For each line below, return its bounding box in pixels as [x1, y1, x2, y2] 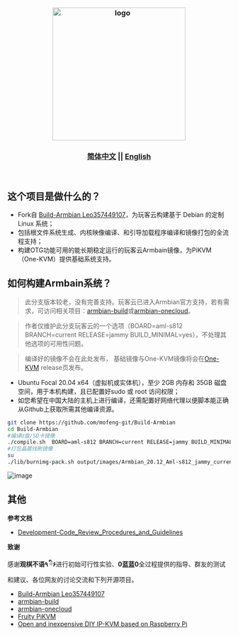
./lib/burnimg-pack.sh [7, 459, 74, 466]
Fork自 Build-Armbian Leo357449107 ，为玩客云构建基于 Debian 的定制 [17, 210, 225, 219]
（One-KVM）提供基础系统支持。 [17, 255, 115, 264]
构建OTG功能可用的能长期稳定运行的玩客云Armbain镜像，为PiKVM [17, 246, 212, 254]
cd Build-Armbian [7, 425, 59, 432]
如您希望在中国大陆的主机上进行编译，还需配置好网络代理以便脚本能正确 [17, 395, 229, 404]
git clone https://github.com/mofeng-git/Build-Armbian [7, 419, 176, 426]
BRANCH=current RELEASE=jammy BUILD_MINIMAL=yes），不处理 [24, 330, 221, 339]
